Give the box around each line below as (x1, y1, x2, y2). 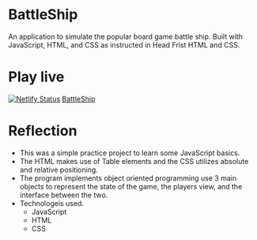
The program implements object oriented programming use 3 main (19, 173, 237, 183)
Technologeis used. (19, 198, 85, 208)
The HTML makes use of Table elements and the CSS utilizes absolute (19, 156, 249, 166)
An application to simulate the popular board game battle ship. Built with (8, 32, 244, 41)
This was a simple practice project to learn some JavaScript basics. (19, 148, 240, 158)
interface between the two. (19, 190, 108, 200)
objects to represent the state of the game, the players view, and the (19, 181, 243, 191)
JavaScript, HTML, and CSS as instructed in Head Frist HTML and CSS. (8, 40, 240, 49)
